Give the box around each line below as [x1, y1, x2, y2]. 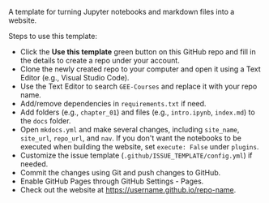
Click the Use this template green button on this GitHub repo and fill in [19, 47, 257, 56]
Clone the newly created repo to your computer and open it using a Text [19, 64, 261, 74]
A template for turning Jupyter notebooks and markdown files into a [8, 7, 235, 16]
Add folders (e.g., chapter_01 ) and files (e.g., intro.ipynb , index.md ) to [19, 107, 255, 117]
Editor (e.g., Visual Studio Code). [19, 73, 130, 82]
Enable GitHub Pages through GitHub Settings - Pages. [19, 176, 204, 186]
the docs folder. [19, 116, 71, 125]
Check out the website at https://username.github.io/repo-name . [19, 185, 237, 194]
